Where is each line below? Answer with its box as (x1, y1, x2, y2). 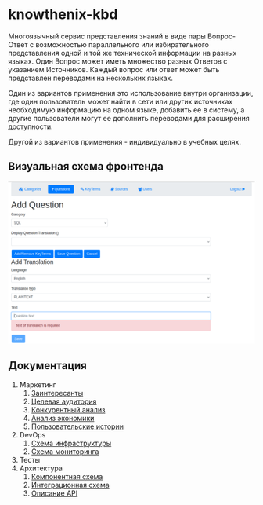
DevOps (19, 430, 46, 439)
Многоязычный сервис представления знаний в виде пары (8, 31, 206, 41)
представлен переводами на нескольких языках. (8, 73, 174, 82)
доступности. (8, 122, 53, 131)
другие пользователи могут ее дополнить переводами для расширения (8, 113, 250, 123)
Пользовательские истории (31, 422, 124, 431)
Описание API (31, 489, 78, 498)
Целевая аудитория (31, 397, 97, 406)
